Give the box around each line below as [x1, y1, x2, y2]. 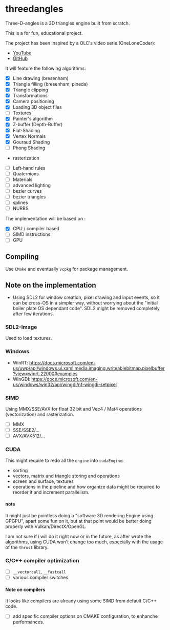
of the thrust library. [5, 544, 49, 550]
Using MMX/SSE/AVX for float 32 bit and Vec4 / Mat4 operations [5, 405, 142, 412]
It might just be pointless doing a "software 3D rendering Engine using [5, 512, 154, 518]
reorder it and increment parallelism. [12, 489, 90, 495]
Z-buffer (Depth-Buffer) [12, 121, 63, 128]
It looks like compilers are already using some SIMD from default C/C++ [5, 598, 157, 604]
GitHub [12, 55, 28, 62]
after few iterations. [12, 311, 54, 317]
